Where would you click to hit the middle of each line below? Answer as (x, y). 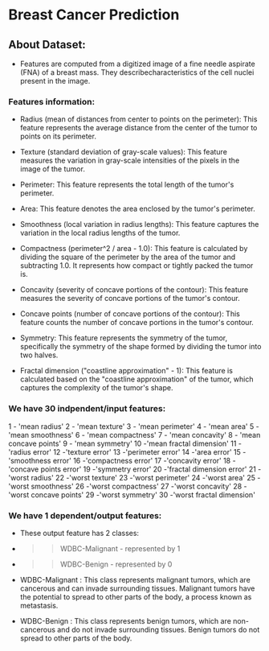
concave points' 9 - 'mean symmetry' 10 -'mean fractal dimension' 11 (122, 443)
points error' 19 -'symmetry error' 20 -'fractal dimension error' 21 (149, 469)
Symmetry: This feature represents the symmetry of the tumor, (123, 338)
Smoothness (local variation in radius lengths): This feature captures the (139, 225)
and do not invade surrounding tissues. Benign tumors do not (159, 629)
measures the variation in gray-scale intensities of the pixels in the (130, 161)
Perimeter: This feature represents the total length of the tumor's (127, 185)
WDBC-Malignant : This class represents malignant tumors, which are (135, 579)
